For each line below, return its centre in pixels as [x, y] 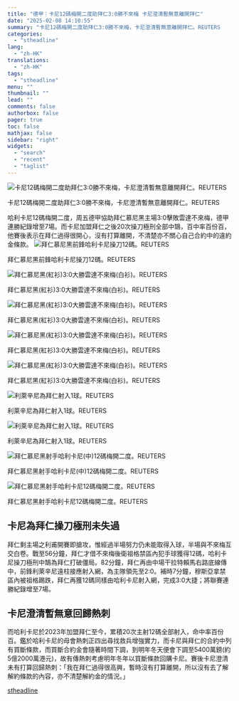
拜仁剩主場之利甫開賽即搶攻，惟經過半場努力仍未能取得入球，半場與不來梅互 [119, 544]
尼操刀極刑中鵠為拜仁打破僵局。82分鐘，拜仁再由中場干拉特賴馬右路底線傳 [117, 562]
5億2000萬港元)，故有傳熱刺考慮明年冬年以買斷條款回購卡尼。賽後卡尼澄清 [118, 658]
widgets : [20, 147]
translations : [28, 60]
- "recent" [30, 160]
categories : [25, 34]
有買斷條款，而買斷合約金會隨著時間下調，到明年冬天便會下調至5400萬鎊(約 [119, 650]
